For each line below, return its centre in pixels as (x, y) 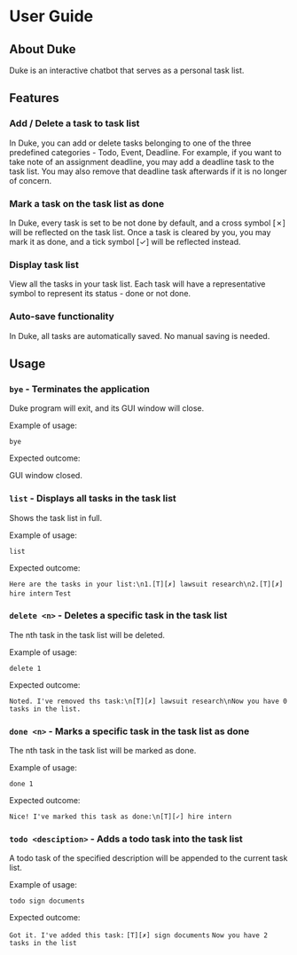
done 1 (21, 784)
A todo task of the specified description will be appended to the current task (148, 858)
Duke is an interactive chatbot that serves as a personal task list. (127, 70)
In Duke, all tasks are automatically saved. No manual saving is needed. (140, 335)
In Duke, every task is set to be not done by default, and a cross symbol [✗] (148, 223)
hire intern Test (40, 593)
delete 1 (25, 668)
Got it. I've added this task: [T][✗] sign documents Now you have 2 (139, 935)
